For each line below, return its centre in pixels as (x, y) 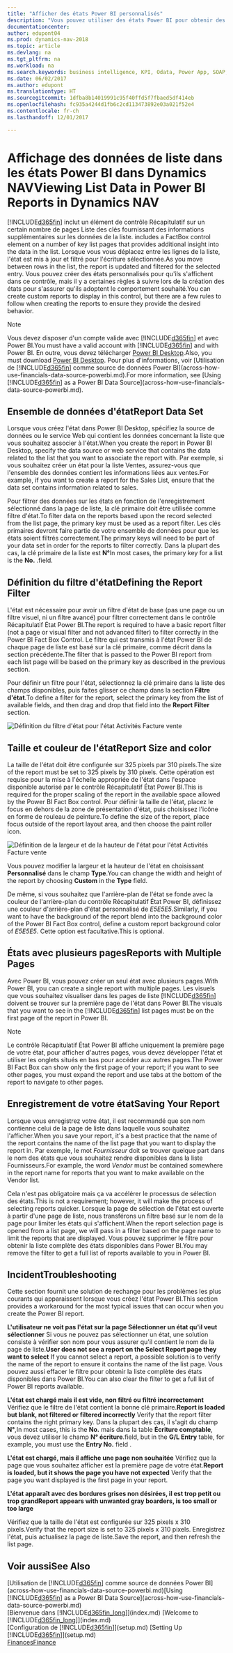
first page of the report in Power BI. (58, 1018)
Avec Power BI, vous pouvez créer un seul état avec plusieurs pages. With (113, 981)
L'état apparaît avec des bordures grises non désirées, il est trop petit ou (114, 1494)
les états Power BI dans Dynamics (107, 173)
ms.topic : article (34, 46)
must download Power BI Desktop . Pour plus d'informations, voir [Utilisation (116, 360)
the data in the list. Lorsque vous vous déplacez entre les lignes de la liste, (114, 251)
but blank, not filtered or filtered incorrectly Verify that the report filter (110, 1415)
